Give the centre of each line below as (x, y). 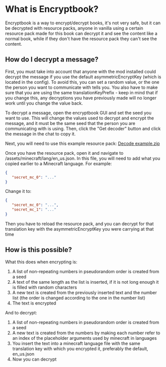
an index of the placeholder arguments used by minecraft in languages (84, 338)
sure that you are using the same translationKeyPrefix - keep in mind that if (82, 92)
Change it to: (18, 191)
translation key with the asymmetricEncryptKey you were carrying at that (80, 229)
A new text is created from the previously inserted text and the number (84, 292)
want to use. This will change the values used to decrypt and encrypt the (80, 118)
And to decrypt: (21, 312)
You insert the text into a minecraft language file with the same (76, 343)
